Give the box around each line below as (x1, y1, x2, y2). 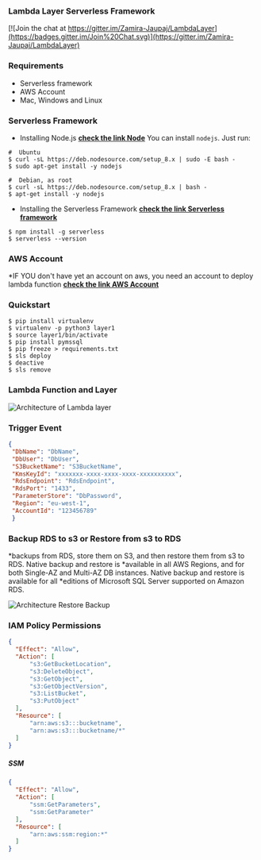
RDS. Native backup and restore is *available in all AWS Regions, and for (8, 560, 244, 569)
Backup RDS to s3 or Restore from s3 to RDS (8, 533, 182, 544)
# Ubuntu (8, 148, 41, 156)
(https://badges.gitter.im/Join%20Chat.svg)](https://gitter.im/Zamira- (8, 32, 234, 41)
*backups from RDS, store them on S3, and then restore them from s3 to (8, 551, 245, 561)
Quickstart (8, 299, 51, 310)
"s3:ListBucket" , (29, 689, 87, 698)
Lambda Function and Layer (8, 384, 117, 395)
